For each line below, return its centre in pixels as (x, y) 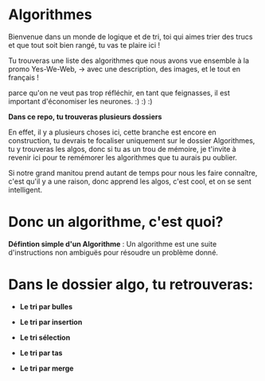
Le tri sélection (45, 337)
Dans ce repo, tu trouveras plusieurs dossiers (85, 116)
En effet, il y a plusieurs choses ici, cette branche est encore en (112, 132)
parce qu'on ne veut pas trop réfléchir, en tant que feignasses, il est (119, 92)
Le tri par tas (41, 352)
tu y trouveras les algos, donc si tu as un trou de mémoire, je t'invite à (122, 149)
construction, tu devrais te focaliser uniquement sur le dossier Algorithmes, (132, 140)
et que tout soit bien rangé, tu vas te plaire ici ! (84, 45)
